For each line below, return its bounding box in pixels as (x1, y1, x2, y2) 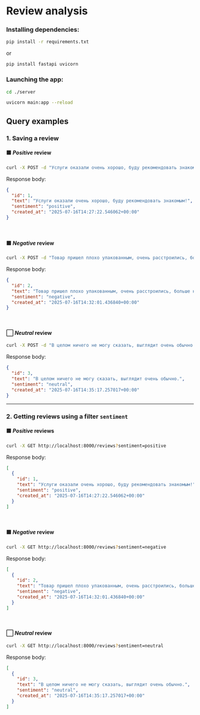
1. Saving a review (6, 134, 60, 142)
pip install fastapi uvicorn (6, 61, 79, 67)
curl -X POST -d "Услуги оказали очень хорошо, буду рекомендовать (6, 164, 177, 170)
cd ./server (6, 89, 36, 95)
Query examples (6, 116, 69, 126)
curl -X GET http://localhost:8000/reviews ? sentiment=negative (6, 544, 167, 550)
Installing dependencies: (6, 26, 80, 34)
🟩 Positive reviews (6, 427, 55, 434)
